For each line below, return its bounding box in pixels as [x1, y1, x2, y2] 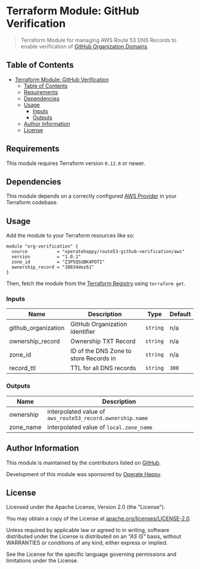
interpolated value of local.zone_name [47, 423, 153, 431]
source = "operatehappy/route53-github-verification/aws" [11, 249, 185, 255]
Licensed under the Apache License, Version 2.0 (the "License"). [6, 504, 165, 511]
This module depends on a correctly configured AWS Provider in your [6, 192, 177, 200]
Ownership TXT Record [70, 337, 136, 346]
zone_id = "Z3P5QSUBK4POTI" [11, 259, 105, 265]
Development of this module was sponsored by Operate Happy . [6, 470, 162, 477]
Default [169, 310, 191, 318]
